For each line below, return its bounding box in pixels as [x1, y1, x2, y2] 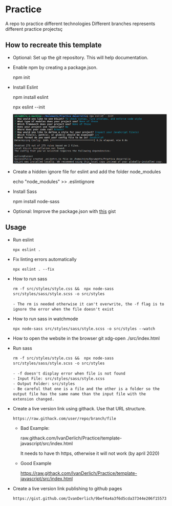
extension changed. [12, 397, 55, 402]
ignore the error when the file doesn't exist [12, 306, 114, 312]
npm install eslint [12, 94, 49, 100]
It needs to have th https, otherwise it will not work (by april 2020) [20, 450, 160, 456]
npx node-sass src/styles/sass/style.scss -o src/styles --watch [12, 326, 155, 331]
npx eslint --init [12, 104, 45, 110]
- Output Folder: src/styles [12, 381, 75, 386]
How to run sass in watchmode [12, 316, 78, 322]
